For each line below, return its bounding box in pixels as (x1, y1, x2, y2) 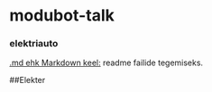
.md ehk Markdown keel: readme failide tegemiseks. (9, 57, 204, 68)
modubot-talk (9, 5, 115, 26)
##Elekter (9, 75, 46, 86)
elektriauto (9, 38, 59, 50)
